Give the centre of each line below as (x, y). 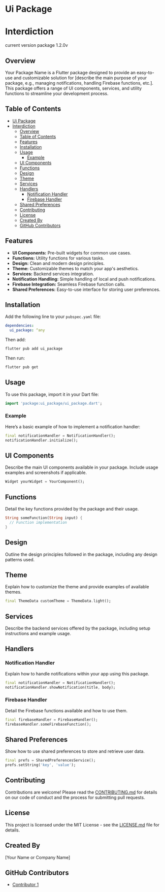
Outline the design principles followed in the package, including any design (81, 554)
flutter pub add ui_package (34, 349)
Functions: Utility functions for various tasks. (58, 258)
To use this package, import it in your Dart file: (52, 394)
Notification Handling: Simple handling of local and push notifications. (84, 279)
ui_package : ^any (27, 330)
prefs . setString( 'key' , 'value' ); (41, 765)
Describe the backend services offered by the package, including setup (78, 628)
